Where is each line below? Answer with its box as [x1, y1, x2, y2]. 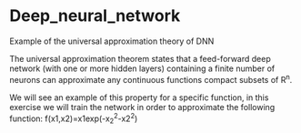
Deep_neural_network [9, 5, 181, 26]
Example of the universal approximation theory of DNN [9, 36, 215, 46]
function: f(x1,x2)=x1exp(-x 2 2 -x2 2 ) [9, 111, 138, 126]
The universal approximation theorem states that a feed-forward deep [9, 53, 271, 64]
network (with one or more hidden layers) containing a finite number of [9, 63, 276, 74]
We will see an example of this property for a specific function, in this [9, 92, 269, 103]
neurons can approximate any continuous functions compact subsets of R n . [9, 72, 293, 85]
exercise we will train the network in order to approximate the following [9, 101, 276, 112]
